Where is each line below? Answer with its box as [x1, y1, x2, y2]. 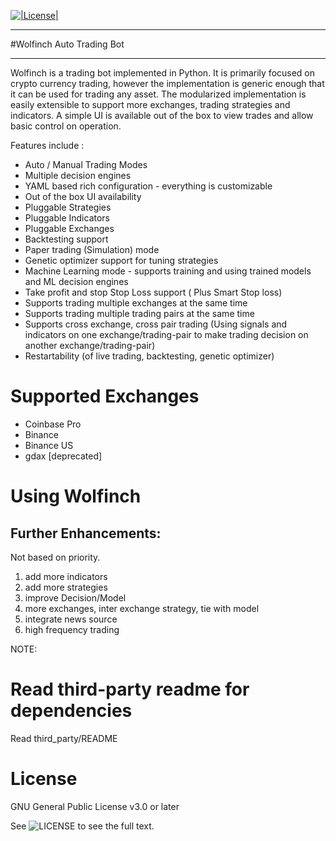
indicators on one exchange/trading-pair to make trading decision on [24, 329, 309, 340]
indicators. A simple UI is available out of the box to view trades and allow [10, 110, 314, 121]
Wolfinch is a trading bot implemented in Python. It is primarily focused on [10, 67, 316, 79]
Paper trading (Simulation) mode [24, 244, 160, 255]
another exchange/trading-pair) [24, 340, 156, 351]
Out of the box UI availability [24, 191, 142, 202]
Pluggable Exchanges [24, 223, 115, 234]
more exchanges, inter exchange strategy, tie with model [24, 602, 260, 614]
